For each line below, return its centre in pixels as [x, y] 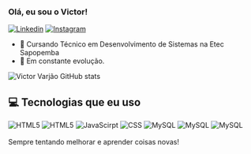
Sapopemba [39, 53]
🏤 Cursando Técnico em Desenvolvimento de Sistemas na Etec [122, 44]
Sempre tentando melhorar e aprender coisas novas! [94, 142]
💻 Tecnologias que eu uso [75, 102]
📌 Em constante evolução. [62, 61]
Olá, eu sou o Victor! [48, 12]
